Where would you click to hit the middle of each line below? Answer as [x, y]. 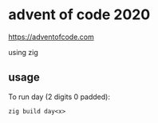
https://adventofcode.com [51, 37]
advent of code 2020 [79, 15]
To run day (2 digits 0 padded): [59, 97]
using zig [23, 52]
